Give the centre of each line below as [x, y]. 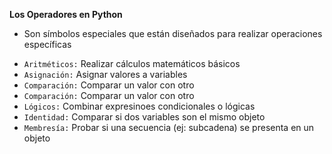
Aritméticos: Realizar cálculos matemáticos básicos [132, 63]
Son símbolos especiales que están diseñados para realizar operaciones [173, 33]
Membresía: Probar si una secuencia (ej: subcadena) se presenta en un [169, 127]
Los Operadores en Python [66, 14]
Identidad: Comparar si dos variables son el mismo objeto [144, 117]
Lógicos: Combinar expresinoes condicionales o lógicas [139, 106]
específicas [47, 44]
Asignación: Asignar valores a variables [105, 74]
